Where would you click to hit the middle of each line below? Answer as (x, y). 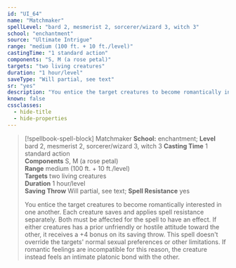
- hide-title (33, 112)
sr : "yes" (22, 86)
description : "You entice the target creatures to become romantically (114, 92)
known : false (26, 99)
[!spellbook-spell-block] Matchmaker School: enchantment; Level (120, 139)
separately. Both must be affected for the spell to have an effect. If (120, 219)
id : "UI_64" (25, 14)
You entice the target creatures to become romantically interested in (123, 204)
